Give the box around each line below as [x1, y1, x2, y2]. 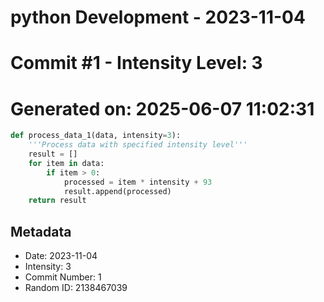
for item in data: [28, 158, 105, 168]
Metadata [10, 223, 72, 240]
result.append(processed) [63, 186, 172, 196]
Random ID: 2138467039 [24, 282, 128, 294]
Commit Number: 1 [24, 271, 102, 283]
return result [28, 196, 87, 206]
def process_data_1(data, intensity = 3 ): [10, 131, 182, 141]
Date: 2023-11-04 [24, 250, 98, 262]
